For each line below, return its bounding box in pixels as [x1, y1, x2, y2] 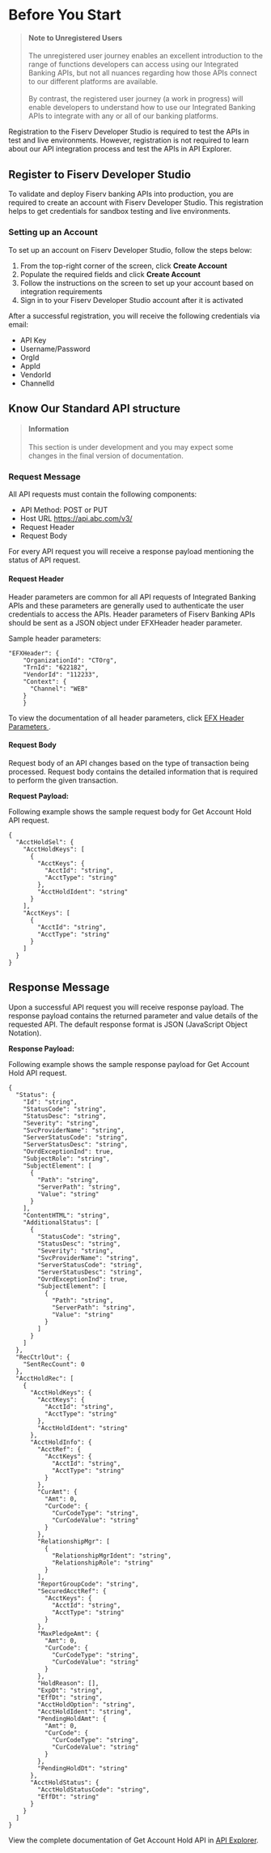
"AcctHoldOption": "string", [37, 1700, 136, 1709]
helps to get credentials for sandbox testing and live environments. [8, 207, 231, 216]
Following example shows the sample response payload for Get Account [8, 1059, 250, 1069]
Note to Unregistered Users [28, 32, 123, 42]
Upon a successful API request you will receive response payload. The [8, 1002, 244, 1012]
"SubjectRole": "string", [23, 1155, 111, 1163]
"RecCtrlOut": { [15, 1353, 70, 1361]
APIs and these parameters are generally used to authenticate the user [8, 600, 244, 610]
